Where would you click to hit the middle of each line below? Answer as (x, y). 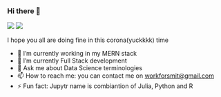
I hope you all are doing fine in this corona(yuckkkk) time (88, 40)
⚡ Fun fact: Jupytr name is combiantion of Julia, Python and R (105, 86)
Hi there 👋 (24, 11)
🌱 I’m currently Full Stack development (72, 61)
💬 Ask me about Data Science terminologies (80, 68)
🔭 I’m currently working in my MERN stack (77, 54)
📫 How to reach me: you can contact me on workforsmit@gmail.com (115, 76)
